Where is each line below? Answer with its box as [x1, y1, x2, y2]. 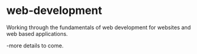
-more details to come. [6, 42, 64, 49]
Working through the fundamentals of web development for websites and [6, 24, 191, 31]
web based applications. [6, 30, 69, 37]
